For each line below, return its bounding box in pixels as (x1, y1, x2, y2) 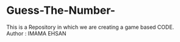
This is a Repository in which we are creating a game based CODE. (6, 23, 175, 31)
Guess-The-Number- (6, 4, 116, 17)
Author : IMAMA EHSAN (6, 29, 67, 37)
